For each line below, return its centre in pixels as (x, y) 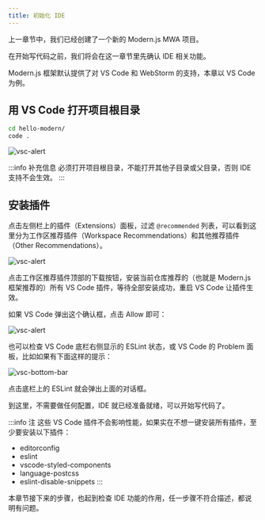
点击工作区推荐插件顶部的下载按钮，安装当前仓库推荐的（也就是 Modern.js (130, 277)
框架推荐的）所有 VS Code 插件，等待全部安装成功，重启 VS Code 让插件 (127, 287)
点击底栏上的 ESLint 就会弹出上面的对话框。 (79, 388)
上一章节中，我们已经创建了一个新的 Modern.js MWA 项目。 (106, 39)
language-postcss (49, 473)
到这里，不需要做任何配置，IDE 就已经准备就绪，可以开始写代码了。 (119, 405)
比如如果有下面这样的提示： (67, 356)
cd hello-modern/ (37, 129)
